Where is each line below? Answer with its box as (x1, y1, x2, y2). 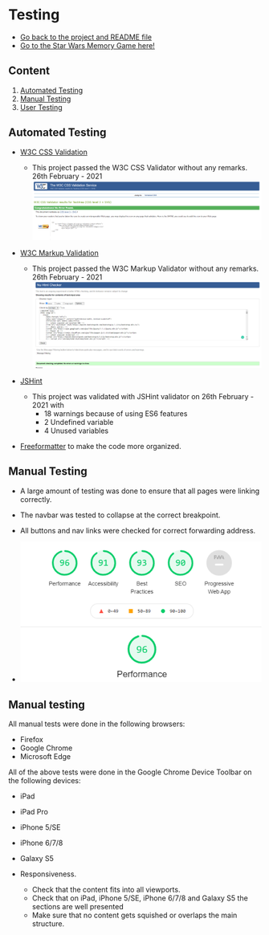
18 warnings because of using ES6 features (43, 408, 188, 419)
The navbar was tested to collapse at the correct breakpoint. (19, 510, 221, 520)
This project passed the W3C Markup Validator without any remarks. (31, 263, 259, 273)
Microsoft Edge (19, 751, 71, 761)
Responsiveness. (19, 869, 77, 879)
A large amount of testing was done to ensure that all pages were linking (19, 486, 260, 496)
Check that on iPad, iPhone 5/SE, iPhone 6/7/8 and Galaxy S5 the (31, 893, 249, 903)
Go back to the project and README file (19, 32, 153, 42)
